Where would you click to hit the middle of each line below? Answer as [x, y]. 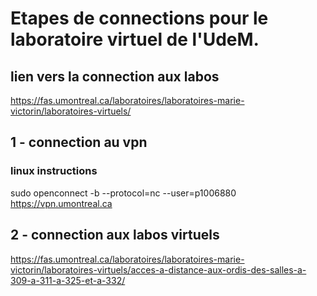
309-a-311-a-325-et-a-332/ [68, 280]
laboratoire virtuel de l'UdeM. [135, 39]
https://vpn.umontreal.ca [61, 203]
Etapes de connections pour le [139, 18]
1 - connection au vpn [79, 142]
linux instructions [54, 171]
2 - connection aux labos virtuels [115, 235]
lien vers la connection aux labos [115, 76]
